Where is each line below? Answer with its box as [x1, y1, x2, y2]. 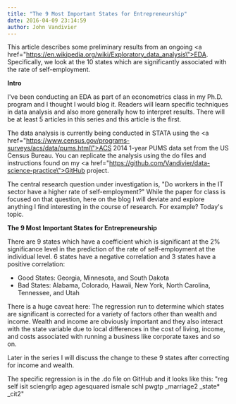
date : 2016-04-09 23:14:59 [7, 17, 87, 24]
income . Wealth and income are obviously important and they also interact [7, 317, 223, 326]
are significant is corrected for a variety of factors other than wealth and [7, 310, 217, 319]
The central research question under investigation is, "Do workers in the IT [7, 180, 224, 189]
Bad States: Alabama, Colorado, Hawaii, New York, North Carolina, [17, 281, 211, 290]
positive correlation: [7, 260, 66, 268]
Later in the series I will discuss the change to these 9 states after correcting [7, 354, 230, 362]
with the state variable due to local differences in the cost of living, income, [7, 325, 225, 333]
